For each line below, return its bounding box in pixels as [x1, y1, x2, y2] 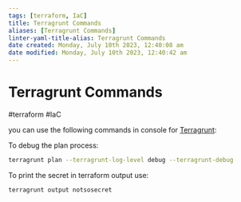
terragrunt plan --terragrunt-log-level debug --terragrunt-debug [8, 156, 234, 164]
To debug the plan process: [8, 141, 99, 150]
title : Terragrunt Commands [8, 19, 102, 27]
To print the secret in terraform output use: [8, 170, 149, 180]
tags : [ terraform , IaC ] [8, 11, 88, 20]
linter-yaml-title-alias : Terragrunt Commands [8, 34, 166, 42]
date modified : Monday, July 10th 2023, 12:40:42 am [8, 49, 188, 57]
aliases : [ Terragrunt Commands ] [8, 26, 116, 34]
